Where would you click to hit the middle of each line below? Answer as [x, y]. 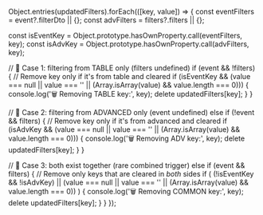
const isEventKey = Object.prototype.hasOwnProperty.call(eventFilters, [126, 36]
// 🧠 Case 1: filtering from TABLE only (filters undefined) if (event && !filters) [132, 68]
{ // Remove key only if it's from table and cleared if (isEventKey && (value [130, 76]
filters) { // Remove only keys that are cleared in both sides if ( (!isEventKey [131, 174]
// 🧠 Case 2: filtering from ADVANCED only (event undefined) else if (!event [131, 112]
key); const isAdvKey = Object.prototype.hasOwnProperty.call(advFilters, [129, 44]
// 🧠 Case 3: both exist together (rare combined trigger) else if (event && [127, 165]
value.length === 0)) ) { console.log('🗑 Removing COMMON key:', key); [126, 191]
